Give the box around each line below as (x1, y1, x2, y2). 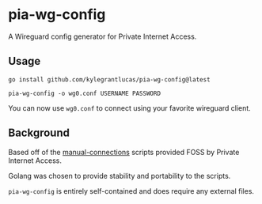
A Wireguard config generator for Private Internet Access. (8, 32, 197, 41)
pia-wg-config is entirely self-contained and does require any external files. (8, 186, 255, 195)
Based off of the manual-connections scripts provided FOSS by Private (8, 147, 240, 157)
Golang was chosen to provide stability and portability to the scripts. (8, 171, 231, 180)
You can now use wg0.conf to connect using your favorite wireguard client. (8, 103, 251, 112)
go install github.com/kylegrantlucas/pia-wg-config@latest (8, 75, 211, 84)
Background (8, 127, 70, 140)
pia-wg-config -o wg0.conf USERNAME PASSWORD (8, 89, 161, 97)
